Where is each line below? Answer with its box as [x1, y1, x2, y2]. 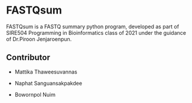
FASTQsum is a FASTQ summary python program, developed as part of [6, 23, 179, 30]
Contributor [6, 52, 50, 62]
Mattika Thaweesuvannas [14, 68, 78, 75]
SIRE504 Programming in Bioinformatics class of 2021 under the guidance [6, 29, 186, 36]
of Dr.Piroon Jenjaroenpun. [6, 35, 72, 42]
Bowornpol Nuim [14, 91, 56, 98]
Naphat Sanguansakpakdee [14, 79, 83, 87]
